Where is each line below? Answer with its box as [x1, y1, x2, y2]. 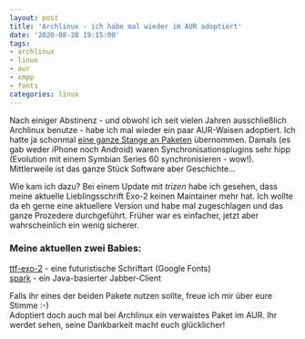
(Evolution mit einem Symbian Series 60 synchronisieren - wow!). [9, 153, 255, 164]
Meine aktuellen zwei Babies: [9, 242, 142, 255]
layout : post [9, 13, 59, 23]
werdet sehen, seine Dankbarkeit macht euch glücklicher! [9, 319, 226, 330]
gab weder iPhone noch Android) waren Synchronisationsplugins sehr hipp [9, 143, 291, 155]
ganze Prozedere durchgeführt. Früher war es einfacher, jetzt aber [9, 210, 259, 221]
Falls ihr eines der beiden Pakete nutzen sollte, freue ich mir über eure [9, 290, 273, 301]
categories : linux [9, 89, 79, 98]
